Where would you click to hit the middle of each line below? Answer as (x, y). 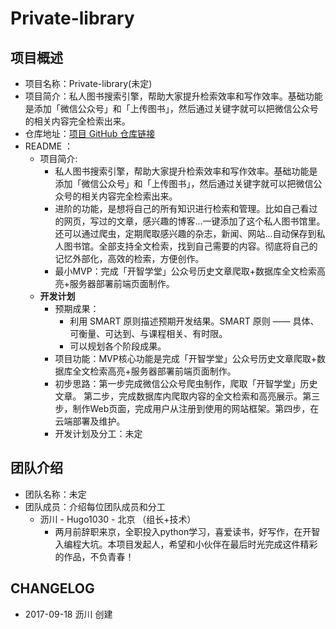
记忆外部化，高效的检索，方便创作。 (129, 258)
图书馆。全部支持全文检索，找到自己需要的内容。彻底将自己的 (190, 246)
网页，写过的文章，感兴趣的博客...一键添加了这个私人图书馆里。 (194, 221)
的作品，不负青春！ (94, 556)
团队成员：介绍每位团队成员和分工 (95, 506)
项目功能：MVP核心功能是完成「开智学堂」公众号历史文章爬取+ (185, 358)
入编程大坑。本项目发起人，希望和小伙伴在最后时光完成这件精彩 (186, 544)
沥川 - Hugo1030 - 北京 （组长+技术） (118, 519)
